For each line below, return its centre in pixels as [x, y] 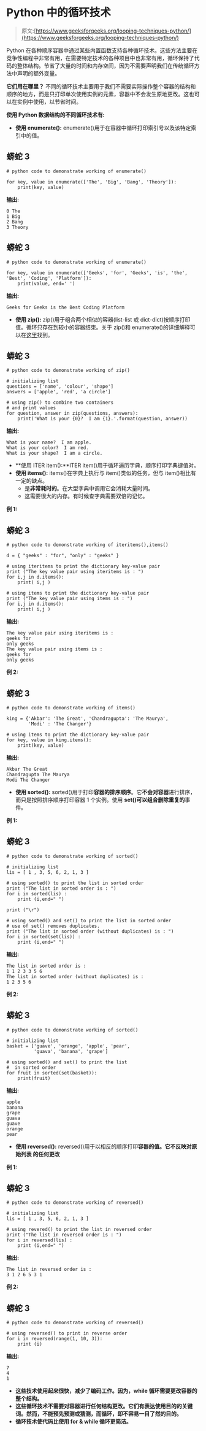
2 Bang [15, 222]
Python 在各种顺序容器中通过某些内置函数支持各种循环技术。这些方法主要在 [102, 50]
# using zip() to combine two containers [60, 403]
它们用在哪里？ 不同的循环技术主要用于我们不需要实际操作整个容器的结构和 [101, 86]
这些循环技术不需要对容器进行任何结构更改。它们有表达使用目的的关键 [104, 1406]
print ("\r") [23, 910]
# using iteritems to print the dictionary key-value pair [83, 566]
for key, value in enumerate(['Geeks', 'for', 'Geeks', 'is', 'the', [97, 273]
